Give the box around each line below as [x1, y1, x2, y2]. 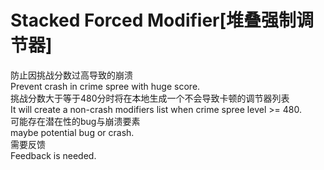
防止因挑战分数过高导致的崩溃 [10, 69, 133, 81]
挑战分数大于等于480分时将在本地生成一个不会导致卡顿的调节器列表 [10, 92, 290, 104]
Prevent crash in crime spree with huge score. [10, 80, 201, 92]
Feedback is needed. [10, 149, 97, 161]
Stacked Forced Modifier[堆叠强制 [10, 9, 297, 32]
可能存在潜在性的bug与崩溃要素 [10, 115, 141, 127]
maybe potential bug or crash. [10, 126, 135, 138]
